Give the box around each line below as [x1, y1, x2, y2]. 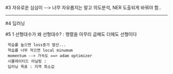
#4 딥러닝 [5, 20, 25, 26]
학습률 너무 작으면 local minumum [7, 48, 73, 53]
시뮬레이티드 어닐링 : [7, 59, 47, 64]
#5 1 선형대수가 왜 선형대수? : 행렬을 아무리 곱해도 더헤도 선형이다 [5, 31, 137, 37]
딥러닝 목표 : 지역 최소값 [7, 64, 55, 69]
